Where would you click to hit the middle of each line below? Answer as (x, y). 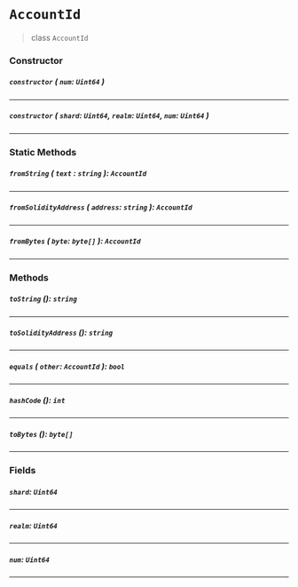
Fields (23, 471)
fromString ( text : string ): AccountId (78, 173)
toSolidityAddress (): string (61, 333)
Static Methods (43, 152)
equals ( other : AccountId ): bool (67, 367)
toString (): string (43, 298)
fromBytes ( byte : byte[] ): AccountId (75, 241)
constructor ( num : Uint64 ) (57, 82)
